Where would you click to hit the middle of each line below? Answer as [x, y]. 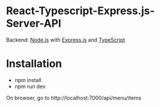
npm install [28, 80]
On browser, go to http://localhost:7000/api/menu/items [74, 98]
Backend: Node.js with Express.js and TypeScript [66, 40]
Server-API [34, 23]
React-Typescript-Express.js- [80, 11]
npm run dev [30, 86]
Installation [34, 64]
